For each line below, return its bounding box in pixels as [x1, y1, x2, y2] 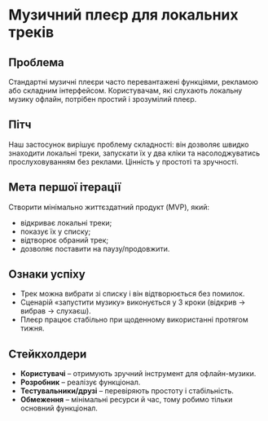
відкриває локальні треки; [20, 217, 112, 227]
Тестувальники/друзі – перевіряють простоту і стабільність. [20, 386, 234, 396]
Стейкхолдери [8, 347, 87, 361]
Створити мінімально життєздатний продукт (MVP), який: [8, 202, 210, 212]
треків [8, 23, 55, 42]
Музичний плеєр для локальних [8, 6, 239, 24]
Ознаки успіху [8, 267, 86, 282]
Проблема [8, 55, 65, 69]
